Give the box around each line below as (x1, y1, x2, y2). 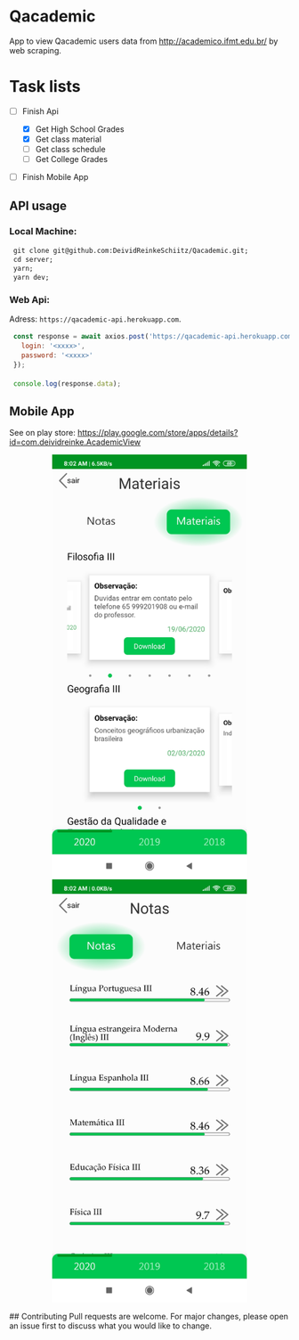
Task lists (9, 77, 82, 97)
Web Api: (9, 293, 51, 306)
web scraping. (9, 45, 62, 55)
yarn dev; (12, 273, 50, 282)
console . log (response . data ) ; (12, 379, 122, 388)
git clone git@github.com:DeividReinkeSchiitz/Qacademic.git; (12, 246, 249, 255)
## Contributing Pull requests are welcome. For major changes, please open (9, 1311, 289, 1321)
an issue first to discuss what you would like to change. (9, 1320, 212, 1331)
